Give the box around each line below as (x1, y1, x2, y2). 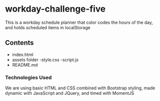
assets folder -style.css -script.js (12, 57, 79, 63)
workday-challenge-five (5, 3, 106, 15)
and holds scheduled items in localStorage (5, 24, 91, 30)
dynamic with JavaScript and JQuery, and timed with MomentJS (5, 90, 135, 96)
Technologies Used (5, 74, 52, 81)
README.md (12, 62, 38, 67)
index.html (12, 51, 34, 57)
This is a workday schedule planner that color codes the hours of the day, (5, 19, 153, 25)
